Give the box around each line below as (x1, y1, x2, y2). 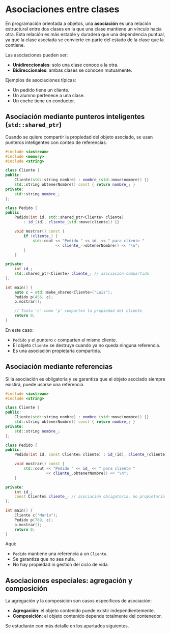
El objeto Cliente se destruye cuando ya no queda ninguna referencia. (12, 342, 160, 348)
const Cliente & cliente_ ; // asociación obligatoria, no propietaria (14, 494, 165, 499)
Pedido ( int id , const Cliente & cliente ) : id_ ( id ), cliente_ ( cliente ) (14, 452, 167, 457)
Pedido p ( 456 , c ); (14, 294, 53, 300)
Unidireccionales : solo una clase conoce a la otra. (12, 62, 119, 68)
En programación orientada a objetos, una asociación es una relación (5, 20, 152, 26)
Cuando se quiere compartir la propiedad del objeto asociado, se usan (5, 134, 153, 140)
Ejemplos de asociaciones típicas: (5, 77, 76, 83)
